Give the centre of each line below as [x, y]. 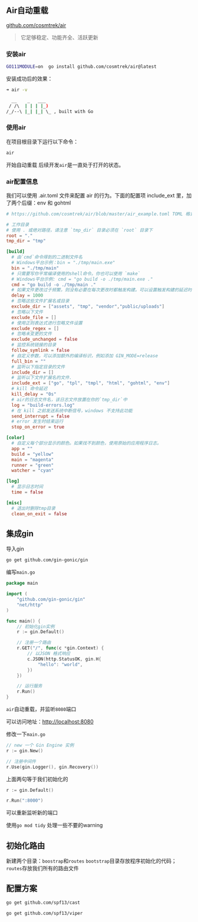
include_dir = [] [33, 372]
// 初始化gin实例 [36, 627]
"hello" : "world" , [60, 664]
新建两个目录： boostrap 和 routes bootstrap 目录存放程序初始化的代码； [91, 861]
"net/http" [30, 605]
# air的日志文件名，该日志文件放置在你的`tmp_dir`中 [70, 400]
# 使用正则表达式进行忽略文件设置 [47, 323]
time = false [27, 492]
